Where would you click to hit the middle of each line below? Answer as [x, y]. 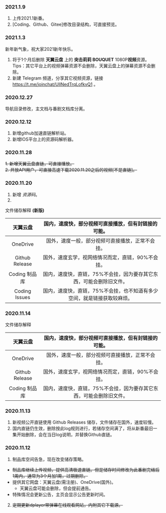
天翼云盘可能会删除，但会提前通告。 [57, 488]
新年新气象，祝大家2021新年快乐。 [40, 49]
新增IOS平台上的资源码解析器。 [44, 139]
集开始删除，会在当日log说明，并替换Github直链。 [63, 435]
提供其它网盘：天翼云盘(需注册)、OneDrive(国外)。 [64, 482]
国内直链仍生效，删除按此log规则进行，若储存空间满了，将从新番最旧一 [85, 428]
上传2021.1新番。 [29, 18]
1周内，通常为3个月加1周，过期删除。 [50, 476]
